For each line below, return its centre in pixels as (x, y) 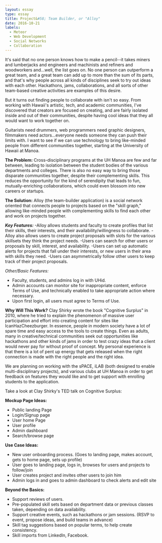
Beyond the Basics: (25, 490)
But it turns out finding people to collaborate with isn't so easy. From (73, 100)
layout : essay (19, 9)
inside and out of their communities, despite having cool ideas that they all (79, 115)
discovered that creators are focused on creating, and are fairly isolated (77, 110)
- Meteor (18, 32)
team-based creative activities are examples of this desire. (63, 90)
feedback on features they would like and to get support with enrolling (75, 376)
